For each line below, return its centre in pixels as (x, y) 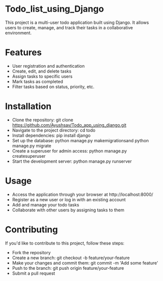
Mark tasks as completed (38, 81)
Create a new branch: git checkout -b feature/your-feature (71, 258)
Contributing (31, 229)
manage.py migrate (31, 146)
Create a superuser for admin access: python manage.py (69, 151)
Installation (28, 106)
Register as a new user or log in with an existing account (69, 199)
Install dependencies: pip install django (51, 135)
